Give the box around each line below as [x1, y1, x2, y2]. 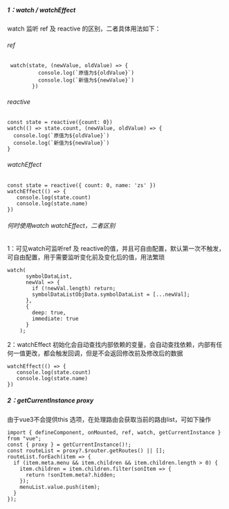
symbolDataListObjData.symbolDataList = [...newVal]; [32, 291, 190, 298]
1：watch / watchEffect [7, 6, 76, 14]
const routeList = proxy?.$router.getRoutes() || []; [7, 447, 166, 454]
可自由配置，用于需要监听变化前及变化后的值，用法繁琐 [7, 253, 165, 261]
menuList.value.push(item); [19, 483, 100, 490]
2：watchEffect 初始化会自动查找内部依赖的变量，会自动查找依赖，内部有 [7, 340, 217, 348]
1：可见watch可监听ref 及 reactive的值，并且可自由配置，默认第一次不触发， [7, 244, 225, 252]
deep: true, [32, 309, 67, 316]
